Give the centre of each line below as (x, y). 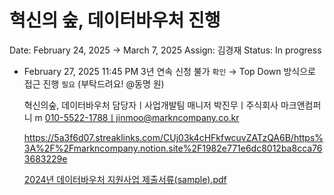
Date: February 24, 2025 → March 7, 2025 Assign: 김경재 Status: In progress (165, 50)
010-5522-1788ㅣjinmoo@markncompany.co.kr (142, 117)
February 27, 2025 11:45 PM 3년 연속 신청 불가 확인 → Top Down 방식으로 (169, 71)
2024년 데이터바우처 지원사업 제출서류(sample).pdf (125, 179)
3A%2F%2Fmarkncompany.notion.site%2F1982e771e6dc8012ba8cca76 (173, 148)
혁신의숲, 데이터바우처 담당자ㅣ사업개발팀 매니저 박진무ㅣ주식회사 (151, 105)
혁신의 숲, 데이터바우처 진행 (115, 20)
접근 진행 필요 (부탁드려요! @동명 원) (94, 83)
